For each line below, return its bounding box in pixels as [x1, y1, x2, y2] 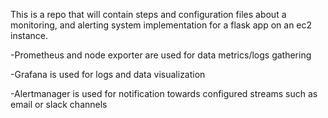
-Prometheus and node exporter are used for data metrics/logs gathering [10, 49, 312, 61]
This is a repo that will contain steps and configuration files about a [10, 9, 287, 20]
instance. [10, 30, 49, 41]
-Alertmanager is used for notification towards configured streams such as [10, 88, 318, 99]
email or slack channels [10, 99, 108, 110]
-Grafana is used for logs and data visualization [10, 69, 206, 80]
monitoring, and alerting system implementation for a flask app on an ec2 [10, 19, 313, 31]
